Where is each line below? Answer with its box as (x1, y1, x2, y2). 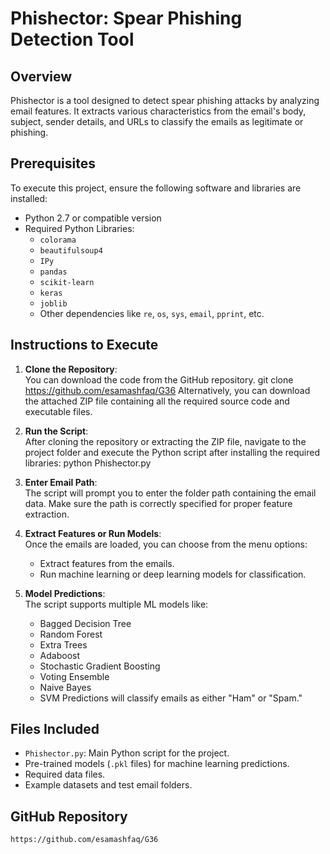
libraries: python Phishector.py (24, 457, 152, 469)
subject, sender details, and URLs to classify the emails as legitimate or (10, 116, 304, 127)
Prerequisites (10, 155, 96, 172)
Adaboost (39, 649, 81, 661)
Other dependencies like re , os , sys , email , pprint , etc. (39, 307, 265, 319)
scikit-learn (39, 277, 95, 287)
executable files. (24, 405, 93, 417)
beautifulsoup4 (39, 245, 103, 256)
